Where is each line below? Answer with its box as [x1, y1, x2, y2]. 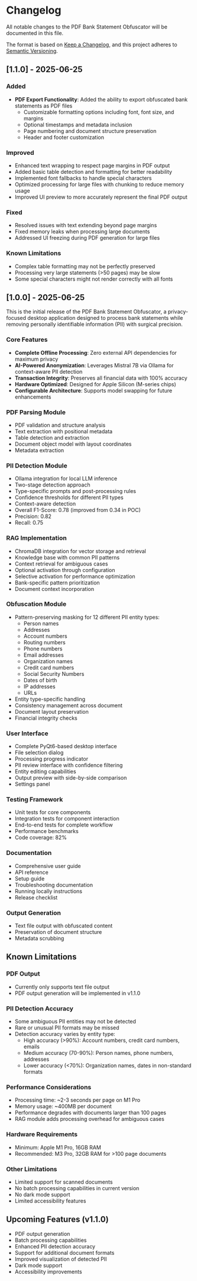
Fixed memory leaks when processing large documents [14, 228, 150, 235]
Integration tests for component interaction [14, 815, 120, 822]
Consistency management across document [14, 701, 123, 709]
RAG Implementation [6, 534, 67, 542]
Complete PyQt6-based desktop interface [14, 743, 117, 750]
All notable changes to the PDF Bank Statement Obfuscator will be [6, 23, 167, 30]
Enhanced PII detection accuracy [14, 1242, 96, 1250]
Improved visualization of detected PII [14, 1255, 107, 1263]
